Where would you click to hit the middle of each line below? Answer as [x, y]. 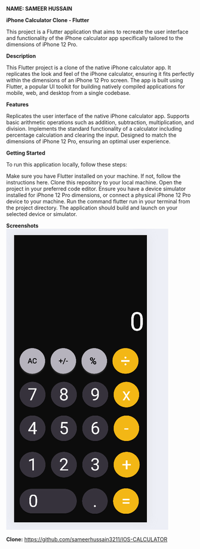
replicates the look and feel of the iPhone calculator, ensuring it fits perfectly [100, 74]
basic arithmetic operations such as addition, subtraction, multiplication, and [100, 122]
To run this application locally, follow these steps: [67, 164]
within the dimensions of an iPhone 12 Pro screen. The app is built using [95, 80]
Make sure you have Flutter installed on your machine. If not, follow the [93, 176]
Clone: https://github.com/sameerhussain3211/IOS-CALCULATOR [87, 539]
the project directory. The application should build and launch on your [92, 208]
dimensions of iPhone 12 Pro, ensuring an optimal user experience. [88, 141]
